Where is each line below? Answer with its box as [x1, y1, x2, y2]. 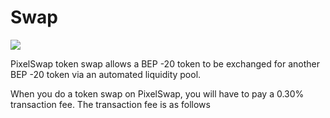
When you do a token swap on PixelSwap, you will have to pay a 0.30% [10, 87, 305, 100]
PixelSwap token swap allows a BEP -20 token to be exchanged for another [10, 57, 320, 70]
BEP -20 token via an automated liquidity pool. [10, 68, 202, 80]
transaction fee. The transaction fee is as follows [10, 98, 211, 110]
